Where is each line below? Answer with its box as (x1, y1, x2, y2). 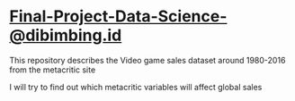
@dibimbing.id (9, 25, 122, 46)
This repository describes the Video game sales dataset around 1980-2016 (9, 55, 286, 65)
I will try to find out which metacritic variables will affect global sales (9, 81, 263, 92)
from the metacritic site (9, 64, 96, 75)
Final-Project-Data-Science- (9, 6, 228, 27)
